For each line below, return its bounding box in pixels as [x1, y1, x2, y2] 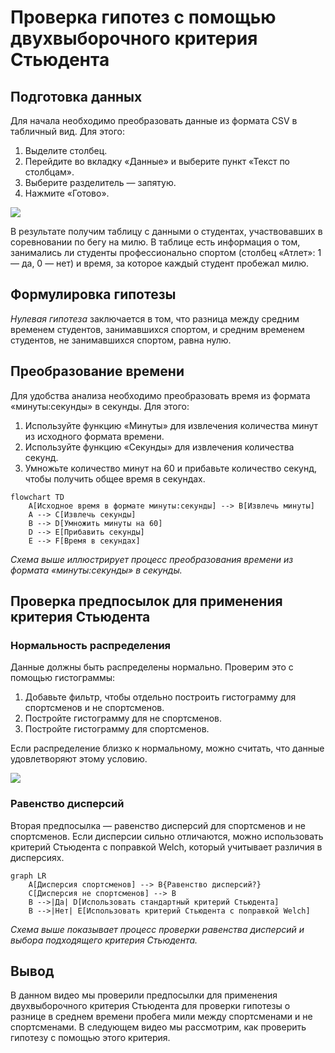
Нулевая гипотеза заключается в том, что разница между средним [10, 312, 300, 325]
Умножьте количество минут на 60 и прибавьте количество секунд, [24, 462, 317, 474]
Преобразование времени [10, 363, 185, 380]
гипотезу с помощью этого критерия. [10, 1032, 171, 1044]
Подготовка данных [10, 88, 143, 105]
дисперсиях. [10, 851, 65, 863]
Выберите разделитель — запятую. [24, 177, 177, 188]
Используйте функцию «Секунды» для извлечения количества [24, 441, 295, 453]
